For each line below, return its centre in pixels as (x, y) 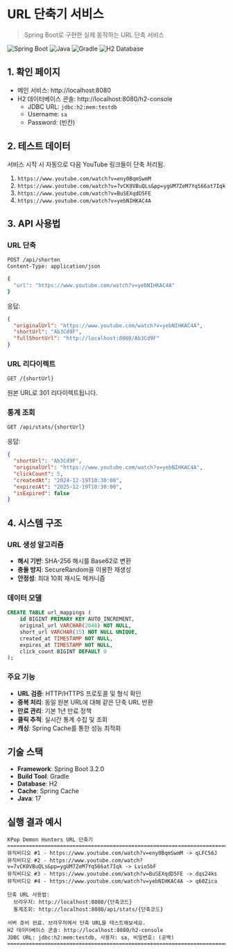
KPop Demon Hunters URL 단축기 (50, 840)
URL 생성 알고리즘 (36, 544)
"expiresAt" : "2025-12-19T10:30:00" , (68, 487)
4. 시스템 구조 (35, 523)
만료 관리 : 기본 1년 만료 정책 (54, 711)
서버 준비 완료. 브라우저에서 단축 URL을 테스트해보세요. (77, 923)
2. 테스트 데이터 (39, 146)
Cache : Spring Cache (48, 791)
